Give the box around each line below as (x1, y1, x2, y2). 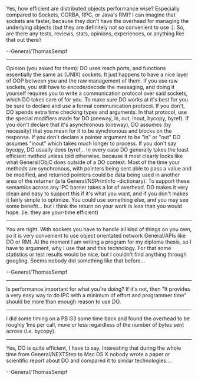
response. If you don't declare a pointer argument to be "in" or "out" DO (6, 134, 181, 140)
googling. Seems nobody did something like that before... (6, 257, 146, 264)
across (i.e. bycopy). (6, 327, 56, 334)
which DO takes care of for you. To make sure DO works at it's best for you (6, 96, 189, 103)
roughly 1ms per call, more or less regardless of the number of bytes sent (6, 321, 184, 328)
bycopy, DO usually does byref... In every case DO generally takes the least (6, 146, 189, 153)
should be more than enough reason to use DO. (6, 298, 121, 305)
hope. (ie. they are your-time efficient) (6, 209, 99, 216)
